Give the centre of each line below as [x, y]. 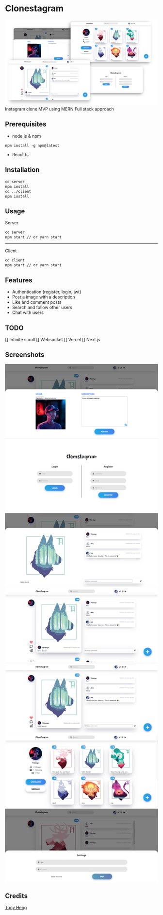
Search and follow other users [42, 308]
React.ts [20, 154]
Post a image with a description [43, 297]
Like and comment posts [37, 302]
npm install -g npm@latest [32, 146]
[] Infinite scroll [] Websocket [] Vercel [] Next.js [53, 339]
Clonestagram [34, 9]
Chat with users [28, 312]
